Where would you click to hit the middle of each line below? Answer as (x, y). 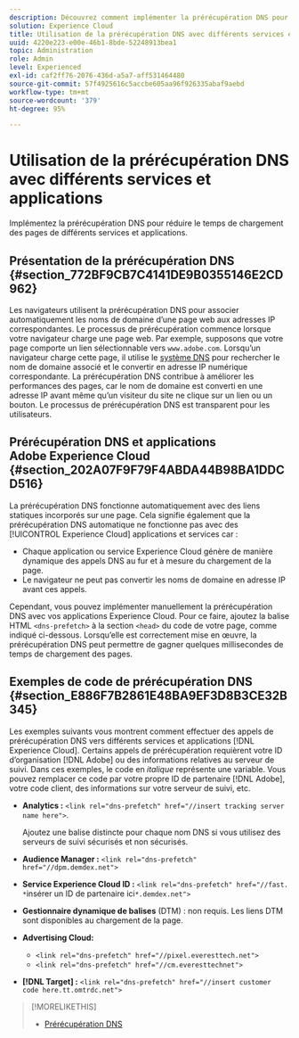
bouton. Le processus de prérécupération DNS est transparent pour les (140, 405)
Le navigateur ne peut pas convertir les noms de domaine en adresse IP (154, 580)
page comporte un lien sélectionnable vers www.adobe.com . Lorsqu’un (135, 348)
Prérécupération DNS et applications (113, 442)
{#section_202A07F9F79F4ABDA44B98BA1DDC (147, 470)
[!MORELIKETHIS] (64, 1006)
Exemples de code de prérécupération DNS (131, 682)
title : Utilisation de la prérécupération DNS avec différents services (147, 34)
